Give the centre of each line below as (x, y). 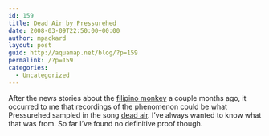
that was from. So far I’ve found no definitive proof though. (106, 123)
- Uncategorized (43, 75)
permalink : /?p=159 (41, 61)
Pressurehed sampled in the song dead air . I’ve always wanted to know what (135, 115)
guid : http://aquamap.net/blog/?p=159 (73, 53)
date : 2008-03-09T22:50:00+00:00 (64, 30)
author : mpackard (37, 38)
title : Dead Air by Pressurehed (62, 23)
